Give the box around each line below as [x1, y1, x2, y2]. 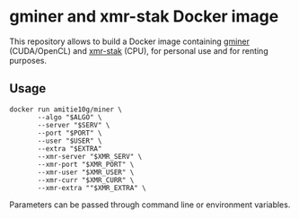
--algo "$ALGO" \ [37, 112, 102, 122]
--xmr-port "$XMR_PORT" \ [37, 160, 135, 169]
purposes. [9, 55, 48, 66]
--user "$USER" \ [37, 136, 102, 145]
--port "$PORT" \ [37, 128, 102, 137]
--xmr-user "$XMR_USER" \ [37, 168, 135, 177]
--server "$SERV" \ [37, 120, 110, 129]
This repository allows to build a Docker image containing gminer [9, 36, 250, 47]
